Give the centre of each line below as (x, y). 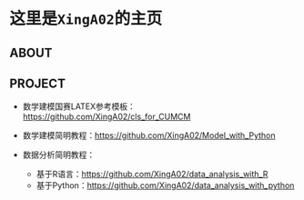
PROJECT (38, 83)
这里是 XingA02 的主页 (86, 19)
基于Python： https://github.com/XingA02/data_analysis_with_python (165, 185)
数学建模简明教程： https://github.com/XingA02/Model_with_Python (149, 135)
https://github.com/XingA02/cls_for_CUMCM (106, 117)
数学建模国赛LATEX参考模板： (79, 106)
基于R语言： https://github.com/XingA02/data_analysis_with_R (152, 175)
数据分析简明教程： (59, 155)
